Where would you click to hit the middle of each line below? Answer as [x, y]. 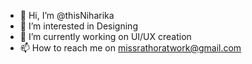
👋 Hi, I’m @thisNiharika [67, 15]
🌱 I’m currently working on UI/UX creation [105, 36]
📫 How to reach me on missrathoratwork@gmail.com [130, 48]
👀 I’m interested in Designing [78, 26]
